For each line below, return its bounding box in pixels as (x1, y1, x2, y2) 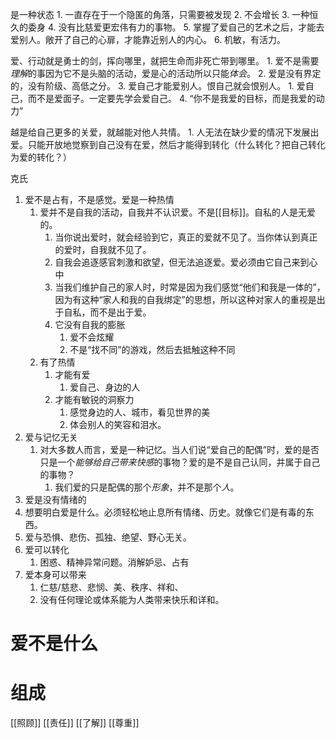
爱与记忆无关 (24, 431, 78, 443)
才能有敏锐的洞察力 (54, 394, 135, 405)
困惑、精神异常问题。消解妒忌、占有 (39, 556, 190, 568)
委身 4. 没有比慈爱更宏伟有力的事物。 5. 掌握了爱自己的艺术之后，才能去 (27, 21, 325, 33)
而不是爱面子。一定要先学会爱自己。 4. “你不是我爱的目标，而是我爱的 (27, 93, 317, 104)
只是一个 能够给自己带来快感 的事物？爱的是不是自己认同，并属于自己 (39, 456, 321, 468)
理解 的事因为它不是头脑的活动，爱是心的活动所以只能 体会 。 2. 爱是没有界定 (10, 68, 322, 79)
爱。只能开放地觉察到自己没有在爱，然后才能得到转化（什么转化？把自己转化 (10, 139, 326, 150)
